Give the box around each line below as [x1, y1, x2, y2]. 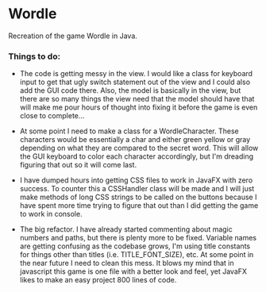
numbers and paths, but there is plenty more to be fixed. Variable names [19, 233, 257, 243]
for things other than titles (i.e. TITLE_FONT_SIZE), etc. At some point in [19, 250, 254, 259]
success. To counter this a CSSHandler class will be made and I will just [19, 184, 255, 194]
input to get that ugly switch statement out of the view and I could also [19, 77, 251, 87]
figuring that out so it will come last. [19, 160, 137, 170]
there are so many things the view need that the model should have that [19, 94, 255, 104]
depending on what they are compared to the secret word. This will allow [19, 144, 259, 153]
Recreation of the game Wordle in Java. [8, 31, 137, 40]
